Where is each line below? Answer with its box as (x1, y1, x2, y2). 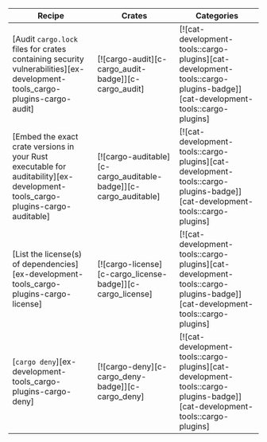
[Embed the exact (12, 131, 79, 142)
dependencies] (21, 259, 79, 269)
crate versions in (12, 141, 75, 152)
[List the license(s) (12, 248, 82, 260)
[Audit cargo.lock (12, 33, 78, 45)
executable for (12, 161, 66, 172)
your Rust (12, 151, 48, 162)
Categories (195, 10, 238, 21)
